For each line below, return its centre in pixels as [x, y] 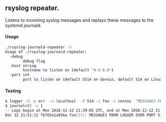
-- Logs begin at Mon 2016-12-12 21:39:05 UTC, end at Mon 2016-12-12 [79, 110]
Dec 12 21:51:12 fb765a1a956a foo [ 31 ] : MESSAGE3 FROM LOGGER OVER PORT [80, 115]
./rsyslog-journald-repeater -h [38, 47]
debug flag [34, 61]
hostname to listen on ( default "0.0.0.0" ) [68, 70]
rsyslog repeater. [32, 8]
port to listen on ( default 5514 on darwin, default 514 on [86, 80]
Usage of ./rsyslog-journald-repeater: [46, 52]
